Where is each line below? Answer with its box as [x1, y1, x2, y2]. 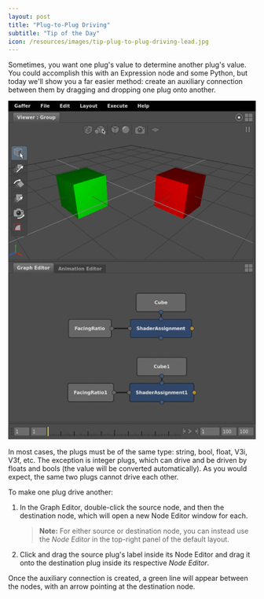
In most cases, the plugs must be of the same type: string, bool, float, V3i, [8, 447, 247, 457]
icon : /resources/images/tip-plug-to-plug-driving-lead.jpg [8, 38, 210, 46]
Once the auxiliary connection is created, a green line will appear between [8, 574, 249, 583]
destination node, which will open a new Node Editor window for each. [19, 511, 248, 520]
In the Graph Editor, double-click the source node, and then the [19, 503, 225, 513]
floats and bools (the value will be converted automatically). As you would [8, 464, 247, 473]
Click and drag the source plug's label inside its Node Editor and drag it [19, 550, 251, 560]
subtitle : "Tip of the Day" [8, 29, 101, 37]
